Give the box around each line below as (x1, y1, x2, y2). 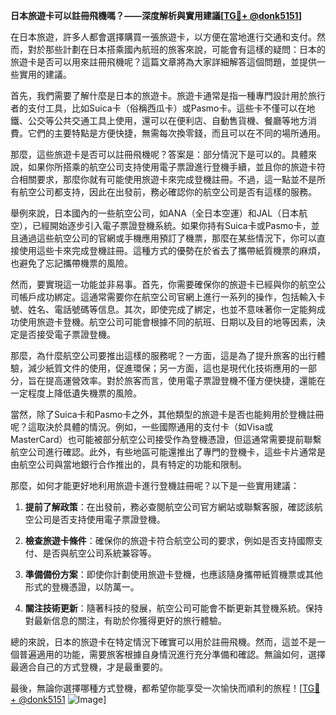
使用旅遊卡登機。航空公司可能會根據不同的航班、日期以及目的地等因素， (18, 316, 317, 328)
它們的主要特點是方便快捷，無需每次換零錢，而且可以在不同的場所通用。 (27, 127, 326, 139)
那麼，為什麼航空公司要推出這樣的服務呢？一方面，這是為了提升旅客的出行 (10, 350, 317, 361)
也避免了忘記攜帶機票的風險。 (10, 257, 133, 269)
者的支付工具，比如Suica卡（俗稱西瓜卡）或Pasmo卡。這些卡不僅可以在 (10, 102, 307, 114)
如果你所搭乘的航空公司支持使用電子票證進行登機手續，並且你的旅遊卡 (27, 161, 317, 173)
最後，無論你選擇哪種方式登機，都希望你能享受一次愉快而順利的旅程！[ (10, 682, 303, 694)
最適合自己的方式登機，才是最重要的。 (10, 661, 168, 673)
